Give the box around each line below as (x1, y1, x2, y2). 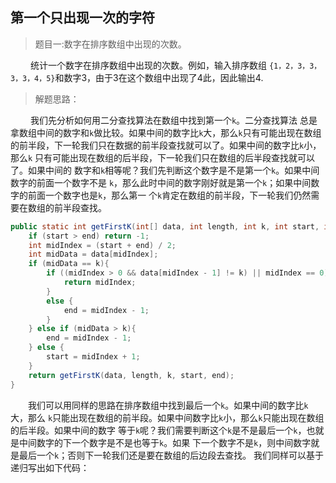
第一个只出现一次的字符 (10, 9, 155, 27)
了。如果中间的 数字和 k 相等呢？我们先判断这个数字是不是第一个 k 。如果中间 (10, 164, 320, 176)
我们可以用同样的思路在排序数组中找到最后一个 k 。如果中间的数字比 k (28, 399, 309, 411)
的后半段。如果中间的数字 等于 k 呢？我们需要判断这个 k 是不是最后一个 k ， (10, 424, 307, 436)
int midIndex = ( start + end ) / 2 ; (28, 240, 177, 250)
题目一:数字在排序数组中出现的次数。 (34, 38, 187, 50)
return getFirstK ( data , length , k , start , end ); (28, 370, 235, 380)
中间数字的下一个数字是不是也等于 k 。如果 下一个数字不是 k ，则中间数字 (18, 436, 312, 448)
